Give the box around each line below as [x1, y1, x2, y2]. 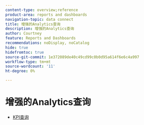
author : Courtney [5, 31, 42, 36]
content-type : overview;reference [5, 7, 79, 13]
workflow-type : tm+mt [5, 59, 51, 64]
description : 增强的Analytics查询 [5, 26, 75, 31]
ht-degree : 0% [5, 69, 35, 74]
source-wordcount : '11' [5, 64, 56, 69]
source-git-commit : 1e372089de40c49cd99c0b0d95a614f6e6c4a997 [5, 54, 139, 60]
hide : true [5, 45, 28, 50]
